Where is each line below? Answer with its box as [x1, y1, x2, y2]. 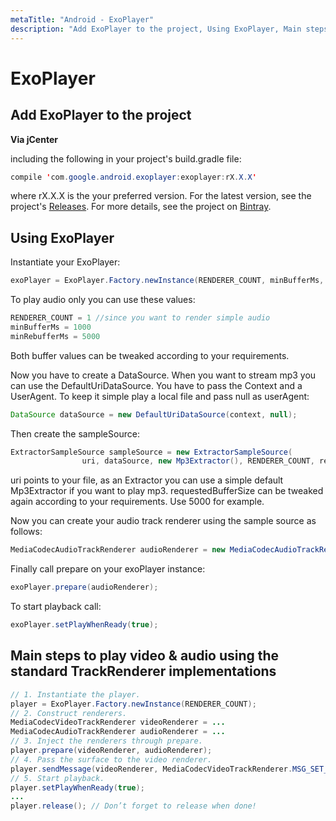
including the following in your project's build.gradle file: [10, 152, 242, 165]
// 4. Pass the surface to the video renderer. [10, 754, 213, 765]
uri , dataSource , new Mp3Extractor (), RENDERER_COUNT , [81, 456, 315, 466]
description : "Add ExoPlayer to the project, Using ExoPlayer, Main [10, 24, 302, 34]
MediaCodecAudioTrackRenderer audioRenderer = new [10, 545, 226, 555]
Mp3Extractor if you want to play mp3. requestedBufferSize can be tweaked [10, 485, 324, 497]
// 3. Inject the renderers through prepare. [10, 736, 203, 746]
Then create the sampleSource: [10, 427, 140, 440]
